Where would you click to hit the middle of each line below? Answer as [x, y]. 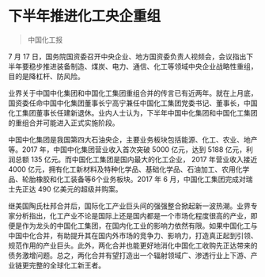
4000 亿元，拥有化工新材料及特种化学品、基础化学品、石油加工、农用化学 [129, 169]
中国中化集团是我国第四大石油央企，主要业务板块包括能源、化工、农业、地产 [133, 139]
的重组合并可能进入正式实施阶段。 [64, 123]
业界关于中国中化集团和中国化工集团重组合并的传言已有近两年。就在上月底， [133, 93]
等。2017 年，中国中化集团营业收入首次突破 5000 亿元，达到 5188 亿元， [127, 149]
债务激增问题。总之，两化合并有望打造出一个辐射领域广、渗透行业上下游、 [129, 255]
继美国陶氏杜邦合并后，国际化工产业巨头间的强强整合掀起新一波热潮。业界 [129, 206]
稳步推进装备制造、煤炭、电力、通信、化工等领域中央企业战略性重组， [143, 66]
